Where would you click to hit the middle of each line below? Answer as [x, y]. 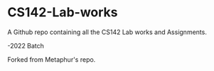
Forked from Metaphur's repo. [52, 59]
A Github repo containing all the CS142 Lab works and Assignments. [107, 32]
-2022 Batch [26, 45]
